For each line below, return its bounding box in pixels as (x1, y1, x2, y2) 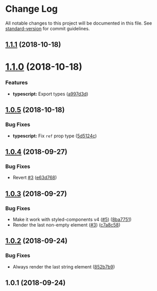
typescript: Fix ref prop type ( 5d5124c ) (12, 133, 97, 139)
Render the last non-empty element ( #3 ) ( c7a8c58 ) (12, 221, 121, 228)
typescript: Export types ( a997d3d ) (12, 91, 88, 97)
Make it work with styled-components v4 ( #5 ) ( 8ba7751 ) (12, 216, 132, 222)
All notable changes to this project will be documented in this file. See (5, 20, 152, 26)
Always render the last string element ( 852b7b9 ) (12, 263, 115, 269)
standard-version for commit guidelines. (5, 25, 90, 31)
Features (5, 79, 28, 86)
